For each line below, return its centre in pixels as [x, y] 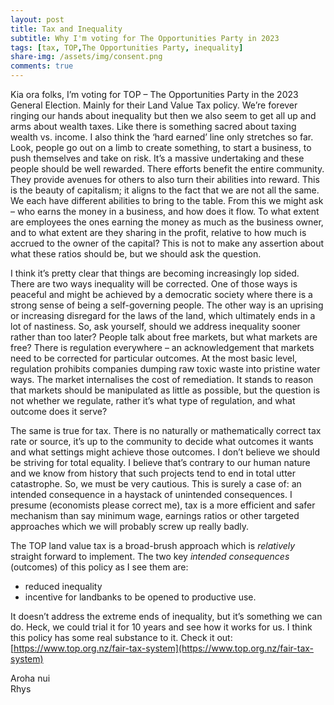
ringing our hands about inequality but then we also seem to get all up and [163, 115]
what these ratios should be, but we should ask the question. [136, 254]
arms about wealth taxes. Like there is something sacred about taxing [153, 126]
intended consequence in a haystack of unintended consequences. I [151, 494]
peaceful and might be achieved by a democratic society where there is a [161, 294]
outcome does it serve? [59, 411]
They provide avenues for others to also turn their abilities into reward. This [165, 179]
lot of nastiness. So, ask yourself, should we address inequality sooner [155, 326]
